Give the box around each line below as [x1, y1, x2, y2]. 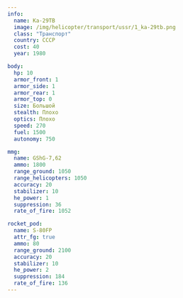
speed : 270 [13, 122, 46, 129]
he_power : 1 [13, 194, 50, 202]
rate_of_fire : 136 [13, 280, 69, 287]
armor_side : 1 [13, 82, 55, 89]
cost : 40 [13, 43, 40, 50]
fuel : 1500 [13, 128, 46, 136]
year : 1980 [13, 50, 46, 57]
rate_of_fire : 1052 [13, 207, 72, 215]
